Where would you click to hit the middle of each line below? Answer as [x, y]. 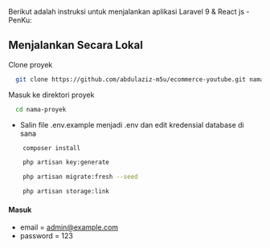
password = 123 [47, 236]
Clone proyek [31, 64]
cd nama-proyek [41, 109]
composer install [52, 148]
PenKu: [20, 20]
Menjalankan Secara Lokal [76, 45]
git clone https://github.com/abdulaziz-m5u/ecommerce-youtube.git [131, 79]
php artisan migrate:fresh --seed [80, 177]
